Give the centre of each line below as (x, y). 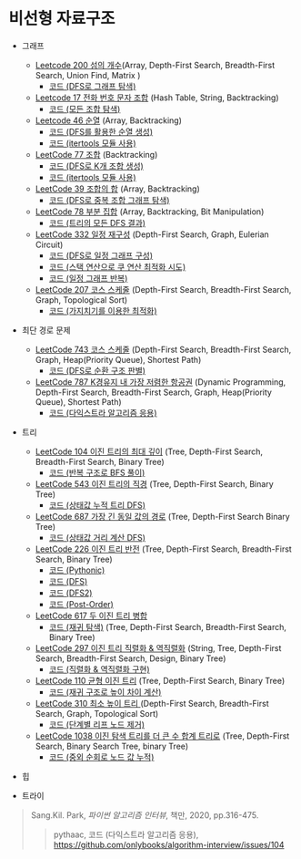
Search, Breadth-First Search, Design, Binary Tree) (130, 658)
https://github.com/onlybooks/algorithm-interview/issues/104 (169, 844)
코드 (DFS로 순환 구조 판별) (97, 370)
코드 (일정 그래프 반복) (88, 278)
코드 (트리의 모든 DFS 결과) (97, 223)
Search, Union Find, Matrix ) (88, 75)
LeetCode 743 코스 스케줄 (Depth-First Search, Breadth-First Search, (163, 349)
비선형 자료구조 (62, 19)
